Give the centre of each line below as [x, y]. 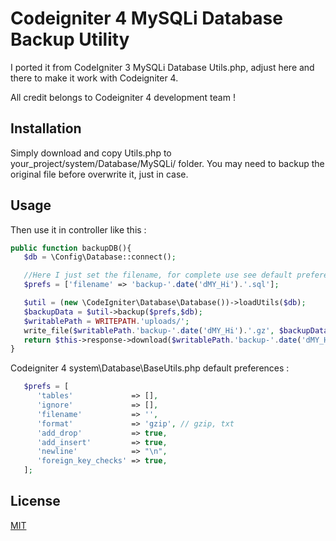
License [35, 501]
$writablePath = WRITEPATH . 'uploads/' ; [106, 321]
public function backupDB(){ [71, 248]
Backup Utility [70, 39]
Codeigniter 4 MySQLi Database [146, 18]
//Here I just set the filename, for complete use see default [158, 275]
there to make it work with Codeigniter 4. [94, 78]
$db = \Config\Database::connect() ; [100, 257]
